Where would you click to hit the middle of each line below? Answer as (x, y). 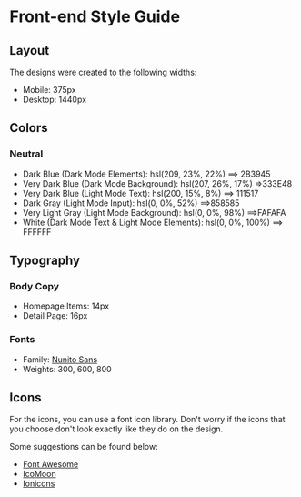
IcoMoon (39, 474)
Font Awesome (50, 464)
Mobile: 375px (49, 90)
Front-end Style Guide (95, 17)
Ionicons (39, 483)
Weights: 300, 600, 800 (67, 369)
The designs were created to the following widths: (103, 72)
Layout (30, 51)
